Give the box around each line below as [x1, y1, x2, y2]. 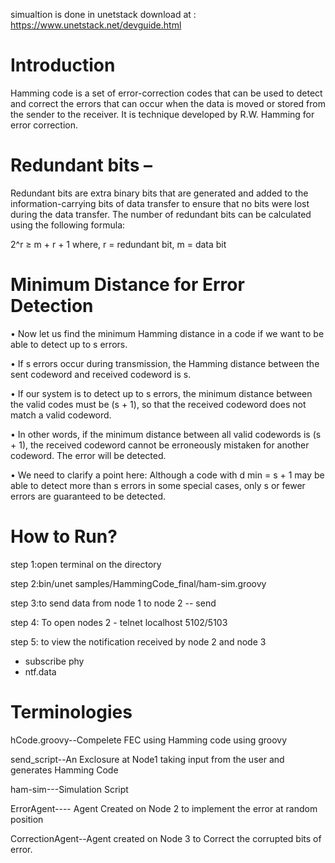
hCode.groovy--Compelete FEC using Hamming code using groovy [10, 734, 288, 746]
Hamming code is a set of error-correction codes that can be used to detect [10, 87, 323, 99]
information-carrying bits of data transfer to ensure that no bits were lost [10, 197, 310, 209]
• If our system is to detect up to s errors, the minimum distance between [10, 387, 313, 399]
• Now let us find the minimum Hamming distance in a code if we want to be [10, 327, 325, 339]
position [10, 813, 44, 825]
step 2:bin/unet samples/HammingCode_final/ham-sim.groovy [10, 577, 267, 589]
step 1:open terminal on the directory [10, 558, 162, 570]
